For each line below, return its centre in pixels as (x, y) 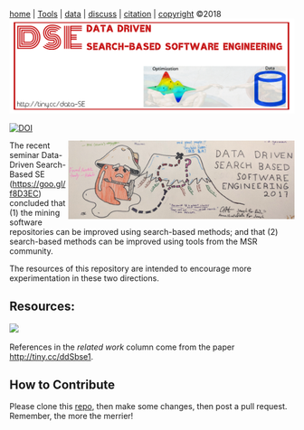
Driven (22, 164)
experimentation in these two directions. (85, 278)
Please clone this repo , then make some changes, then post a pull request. (148, 407)
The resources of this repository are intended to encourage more (130, 268)
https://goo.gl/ (39, 183)
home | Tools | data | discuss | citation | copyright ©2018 (115, 14)
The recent (30, 145)
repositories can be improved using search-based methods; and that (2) (144, 231)
